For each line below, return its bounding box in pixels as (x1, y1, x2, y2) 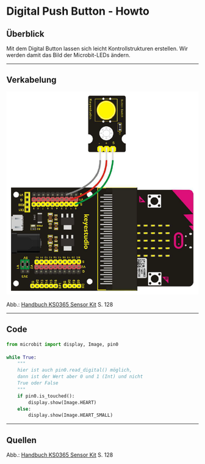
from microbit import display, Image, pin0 (6, 341, 119, 347)
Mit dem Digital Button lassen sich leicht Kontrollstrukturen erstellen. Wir (6, 45, 188, 52)
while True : (6, 354, 37, 361)
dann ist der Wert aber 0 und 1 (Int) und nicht (17, 373, 143, 380)
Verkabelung (6, 75, 57, 85)
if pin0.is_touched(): (17, 393, 75, 399)
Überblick (6, 29, 45, 39)
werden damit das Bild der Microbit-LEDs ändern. (6, 51, 131, 59)
